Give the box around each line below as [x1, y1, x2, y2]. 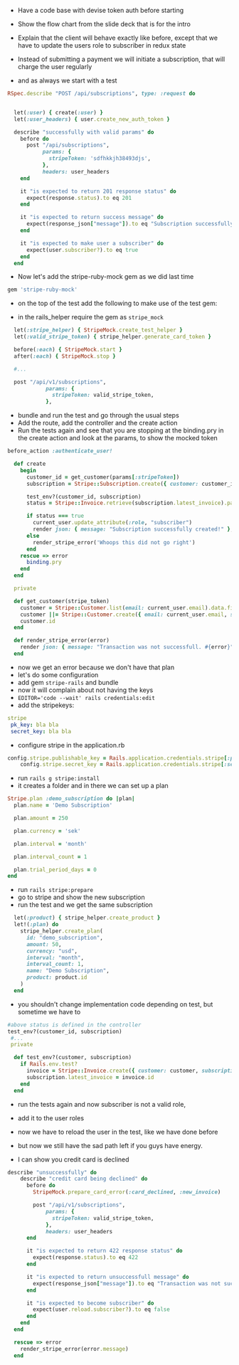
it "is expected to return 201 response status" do [20, 188, 176, 195]
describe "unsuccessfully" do [7, 1169, 97, 1176]
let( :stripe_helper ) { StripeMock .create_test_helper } [14, 326, 183, 334]
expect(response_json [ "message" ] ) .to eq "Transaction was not [33, 1280, 221, 1287]
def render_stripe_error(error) [14, 637, 110, 644]
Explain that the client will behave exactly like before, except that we [17, 33, 218, 42]
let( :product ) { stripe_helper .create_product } [14, 914, 161, 922]
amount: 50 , [26, 940, 62, 948]
